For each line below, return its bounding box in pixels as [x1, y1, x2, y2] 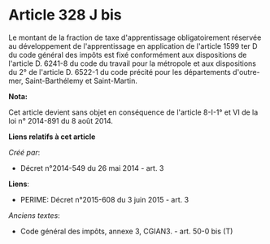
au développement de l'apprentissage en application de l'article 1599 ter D [8, 41, 258, 50]
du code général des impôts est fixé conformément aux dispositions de [8, 50, 247, 59]
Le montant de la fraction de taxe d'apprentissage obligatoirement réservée [8, 33, 262, 42]
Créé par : [8, 147, 41, 157]
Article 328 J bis [8, 6, 122, 24]
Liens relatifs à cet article [8, 132, 96, 142]
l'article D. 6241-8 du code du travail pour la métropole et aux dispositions [8, 59, 256, 68]
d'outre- [233, 67, 260, 76]
